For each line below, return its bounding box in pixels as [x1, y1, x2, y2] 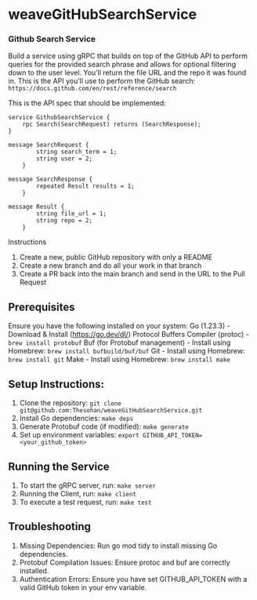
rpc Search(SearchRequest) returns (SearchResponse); [22, 120, 201, 129]
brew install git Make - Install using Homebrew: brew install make [8, 355, 231, 364]
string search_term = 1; [36, 148, 118, 156]
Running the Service [8, 459, 110, 473]
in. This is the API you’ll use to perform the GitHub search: [8, 76, 196, 86]
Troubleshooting [8, 520, 92, 533]
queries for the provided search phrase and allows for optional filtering [8, 60, 237, 69]
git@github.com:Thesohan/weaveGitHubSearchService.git [19, 407, 203, 415]
